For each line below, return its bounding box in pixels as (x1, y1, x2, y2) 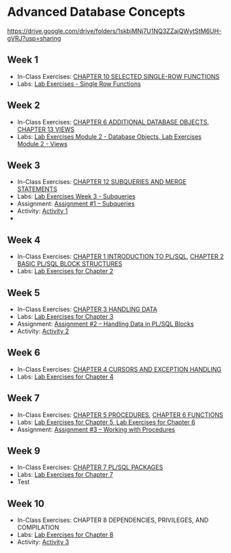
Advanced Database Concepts (7, 4, 186, 20)
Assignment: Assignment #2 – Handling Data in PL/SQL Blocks (16, 320, 195, 328)
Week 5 (7, 286, 40, 299)
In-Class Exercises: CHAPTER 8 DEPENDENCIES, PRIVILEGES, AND (16, 516, 209, 524)
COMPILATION (16, 523, 60, 532)
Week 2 (7, 100, 41, 111)
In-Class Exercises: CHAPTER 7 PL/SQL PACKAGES (16, 463, 164, 471)
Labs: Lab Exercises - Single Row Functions (16, 80, 141, 88)
